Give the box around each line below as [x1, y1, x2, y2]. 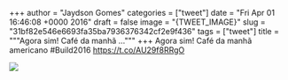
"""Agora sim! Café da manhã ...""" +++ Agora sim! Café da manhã [9, 35, 253, 46]
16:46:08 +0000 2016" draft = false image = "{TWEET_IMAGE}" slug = [9, 17, 266, 27]
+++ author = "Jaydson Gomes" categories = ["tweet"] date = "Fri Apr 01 [9, 8, 276, 18]
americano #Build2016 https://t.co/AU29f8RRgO [9, 45, 185, 55]
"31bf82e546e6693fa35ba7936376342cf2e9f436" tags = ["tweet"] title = [9, 26, 279, 36]
